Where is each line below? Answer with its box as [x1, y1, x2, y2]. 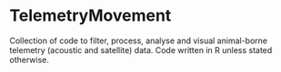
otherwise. [9, 54, 50, 65]
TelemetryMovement [9, 5, 172, 26]
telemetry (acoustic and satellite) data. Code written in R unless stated [9, 44, 273, 55]
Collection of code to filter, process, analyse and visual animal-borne [9, 35, 268, 46]
